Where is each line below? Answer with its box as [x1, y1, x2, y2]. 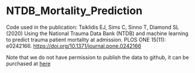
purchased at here [6, 60, 51, 67]
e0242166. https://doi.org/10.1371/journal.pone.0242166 [6, 42, 141, 49]
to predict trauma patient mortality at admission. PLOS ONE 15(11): [6, 36, 166, 43]
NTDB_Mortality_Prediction [6, 4, 143, 18]
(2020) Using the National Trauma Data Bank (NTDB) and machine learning [6, 29, 189, 36]
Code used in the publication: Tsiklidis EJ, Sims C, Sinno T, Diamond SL [6, 24, 180, 31]
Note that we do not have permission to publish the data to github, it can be [6, 54, 190, 61]
